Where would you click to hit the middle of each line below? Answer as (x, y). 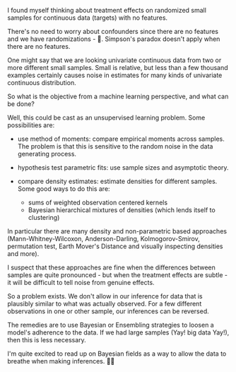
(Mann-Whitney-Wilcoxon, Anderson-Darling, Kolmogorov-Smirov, (104, 239)
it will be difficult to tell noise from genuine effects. (81, 283)
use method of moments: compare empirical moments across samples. (121, 139)
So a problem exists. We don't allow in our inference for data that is (105, 296)
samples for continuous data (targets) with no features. (88, 18)
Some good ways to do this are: (64, 189)
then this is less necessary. (47, 340)
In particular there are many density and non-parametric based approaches (117, 231)
